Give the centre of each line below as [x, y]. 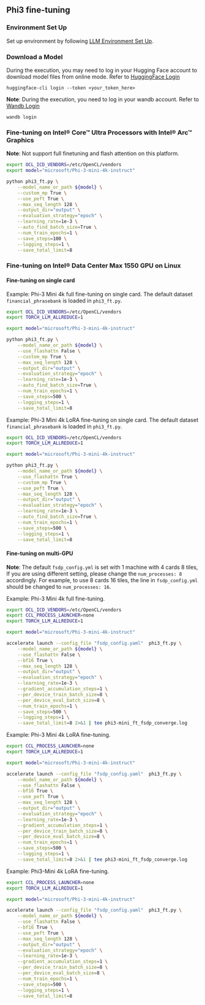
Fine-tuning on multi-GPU [40, 553]
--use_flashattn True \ [48, 477]
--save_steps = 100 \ [42, 239]
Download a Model [35, 56]
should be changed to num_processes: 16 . [59, 587]
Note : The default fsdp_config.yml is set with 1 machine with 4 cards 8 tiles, [102, 567]
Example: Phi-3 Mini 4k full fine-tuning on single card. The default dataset [99, 294]
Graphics [20, 140]
